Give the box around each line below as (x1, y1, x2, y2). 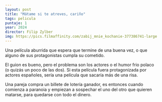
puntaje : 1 (5, 20, 27, 26)
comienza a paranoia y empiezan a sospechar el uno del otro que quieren (5, 87, 152, 92)
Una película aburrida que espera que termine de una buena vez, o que (5, 47, 147, 53)
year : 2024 (5, 25, 27, 30)
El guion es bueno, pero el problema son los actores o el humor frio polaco (5, 61, 154, 68)
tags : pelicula (5, 16, 36, 21)
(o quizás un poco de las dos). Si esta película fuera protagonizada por (5, 67, 147, 73)
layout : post (5, 7, 32, 12)
